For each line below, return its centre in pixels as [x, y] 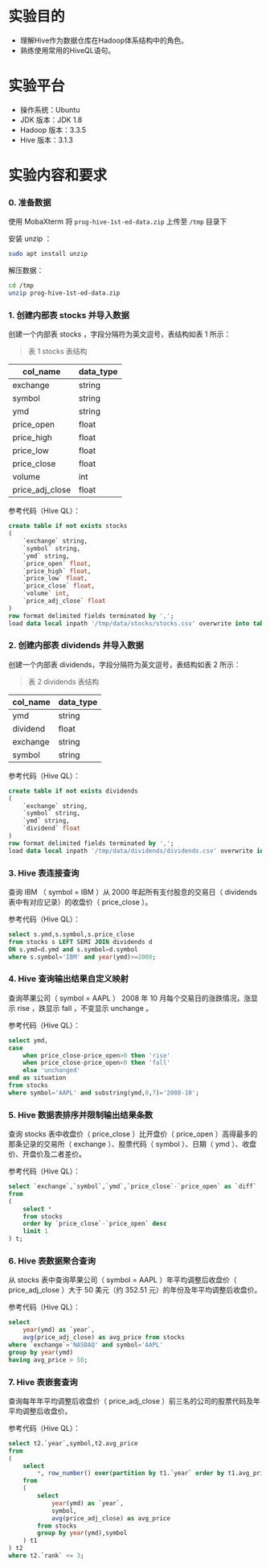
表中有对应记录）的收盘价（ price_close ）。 [80, 902]
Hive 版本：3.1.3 [47, 140]
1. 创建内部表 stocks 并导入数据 [69, 315]
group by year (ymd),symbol [82, 1533]
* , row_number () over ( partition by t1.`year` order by [131, 1474]
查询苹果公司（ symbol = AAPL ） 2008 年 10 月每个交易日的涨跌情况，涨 [130, 998]
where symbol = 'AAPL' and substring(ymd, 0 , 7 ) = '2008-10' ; [104, 1093]
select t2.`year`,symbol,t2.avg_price [73, 1443]
